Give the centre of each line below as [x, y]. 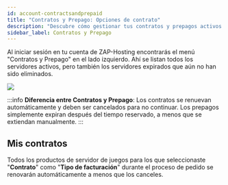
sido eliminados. [30, 74]
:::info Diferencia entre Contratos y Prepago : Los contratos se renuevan [109, 100]
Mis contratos [37, 144]
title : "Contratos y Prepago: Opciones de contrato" [84, 20]
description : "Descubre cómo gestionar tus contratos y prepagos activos [115, 26]
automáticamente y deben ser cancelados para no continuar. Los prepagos [113, 108]
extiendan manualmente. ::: [46, 122]
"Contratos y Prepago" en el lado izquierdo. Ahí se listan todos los [100, 60]
